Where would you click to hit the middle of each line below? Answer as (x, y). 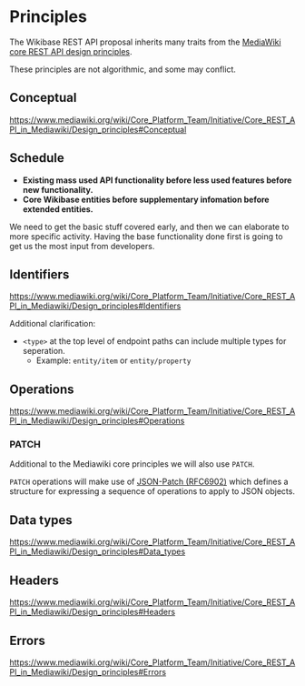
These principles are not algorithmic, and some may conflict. (123, 69)
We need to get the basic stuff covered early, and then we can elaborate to (149, 227)
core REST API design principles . (71, 51)
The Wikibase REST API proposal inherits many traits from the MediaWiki (145, 42)
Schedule (37, 158)
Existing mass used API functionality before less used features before (157, 180)
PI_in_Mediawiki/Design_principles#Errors (88, 671)
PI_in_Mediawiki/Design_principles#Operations (97, 421)
